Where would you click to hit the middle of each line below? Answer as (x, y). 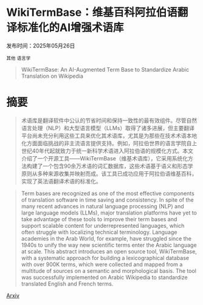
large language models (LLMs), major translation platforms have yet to (109, 213)
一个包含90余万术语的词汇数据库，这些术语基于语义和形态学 (118, 166)
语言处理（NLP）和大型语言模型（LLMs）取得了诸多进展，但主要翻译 (108, 128)
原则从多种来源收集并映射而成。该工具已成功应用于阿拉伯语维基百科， (109, 173)
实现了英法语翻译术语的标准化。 (61, 181)
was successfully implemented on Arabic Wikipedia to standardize (104, 277)
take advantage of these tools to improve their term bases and (99, 219)
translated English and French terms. (67, 284)
